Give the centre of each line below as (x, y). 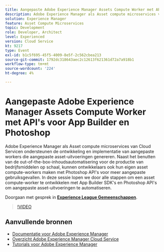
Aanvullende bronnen (39, 222)
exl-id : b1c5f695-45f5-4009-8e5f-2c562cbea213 (53, 55)
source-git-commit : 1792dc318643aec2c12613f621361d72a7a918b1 (70, 60)
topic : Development (25, 28)
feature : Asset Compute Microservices (44, 23)
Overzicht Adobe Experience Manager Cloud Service (65, 239)
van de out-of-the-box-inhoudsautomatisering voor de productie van (74, 162)
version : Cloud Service (29, 42)
